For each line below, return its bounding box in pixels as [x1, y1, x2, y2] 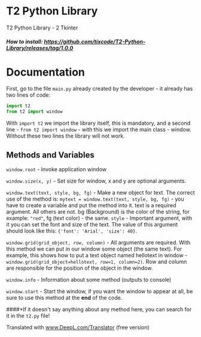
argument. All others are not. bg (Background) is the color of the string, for [6, 208, 190, 216]
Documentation [6, 65, 86, 79]
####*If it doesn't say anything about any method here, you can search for [6, 306, 192, 313]
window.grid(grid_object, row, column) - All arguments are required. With [6, 239, 191, 246]
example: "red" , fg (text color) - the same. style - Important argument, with [6, 214, 193, 222]
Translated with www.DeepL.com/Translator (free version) [6, 324, 150, 331]
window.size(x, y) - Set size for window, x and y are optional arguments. [6, 177, 187, 184]
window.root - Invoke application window [6, 166, 106, 173]
